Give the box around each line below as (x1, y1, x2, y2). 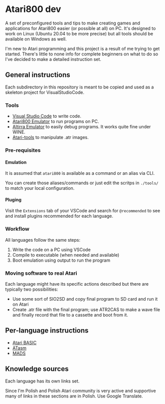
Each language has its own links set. (5, 378, 80, 384)
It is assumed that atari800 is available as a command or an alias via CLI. (5, 170, 155, 176)
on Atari (12, 301, 29, 307)
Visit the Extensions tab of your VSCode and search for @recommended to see (5, 208, 161, 214)
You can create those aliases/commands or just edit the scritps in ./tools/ (5, 180, 159, 186)
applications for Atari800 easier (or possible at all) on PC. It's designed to (5, 25, 156, 31)
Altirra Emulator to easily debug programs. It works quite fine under (12, 124, 151, 130)
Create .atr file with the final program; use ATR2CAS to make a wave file (12, 306, 161, 313)
